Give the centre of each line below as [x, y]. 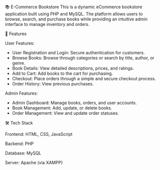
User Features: [20, 43]
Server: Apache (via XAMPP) [34, 162]
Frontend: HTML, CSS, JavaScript [39, 134]
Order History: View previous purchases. [53, 84]
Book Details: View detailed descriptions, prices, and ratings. [73, 68]
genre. [19, 63]
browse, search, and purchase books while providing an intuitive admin [76, 19]
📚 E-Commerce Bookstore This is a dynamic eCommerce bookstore [74, 7]
